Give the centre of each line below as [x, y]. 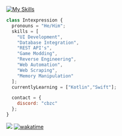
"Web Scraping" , [38, 70]
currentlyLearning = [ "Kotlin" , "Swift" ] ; [64, 87]
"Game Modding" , [38, 54]
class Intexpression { [35, 20]
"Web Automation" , [40, 65]
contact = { [27, 98]
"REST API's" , [35, 48]
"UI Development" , [40, 37]
